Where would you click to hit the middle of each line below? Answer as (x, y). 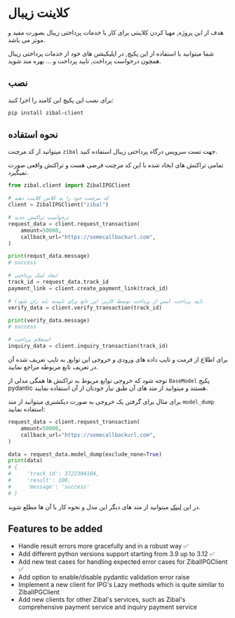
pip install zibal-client (46, 113)
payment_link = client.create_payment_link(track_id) (88, 288)
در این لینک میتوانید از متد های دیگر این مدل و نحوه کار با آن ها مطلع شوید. (104, 506)
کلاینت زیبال (39, 13)
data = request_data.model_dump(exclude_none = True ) (85, 454)
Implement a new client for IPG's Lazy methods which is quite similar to (121, 584)
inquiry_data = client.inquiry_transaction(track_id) (88, 346)
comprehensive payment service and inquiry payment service (108, 607)
